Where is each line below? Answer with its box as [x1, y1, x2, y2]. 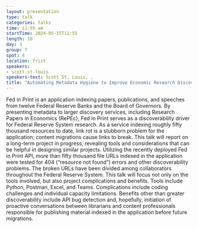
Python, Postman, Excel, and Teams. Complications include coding [6, 184, 169, 190]
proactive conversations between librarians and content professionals [6, 203, 176, 209]
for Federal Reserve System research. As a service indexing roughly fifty [6, 121, 183, 128]
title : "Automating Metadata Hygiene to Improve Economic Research [6, 80, 176, 86]
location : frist [6, 58, 46, 64]
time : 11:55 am [6, 25, 44, 31]
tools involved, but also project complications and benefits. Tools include [6, 177, 183, 184]
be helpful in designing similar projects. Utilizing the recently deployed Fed [6, 146, 187, 153]
